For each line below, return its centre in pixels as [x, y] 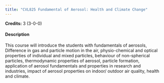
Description [17, 34]
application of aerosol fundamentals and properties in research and [73, 66]
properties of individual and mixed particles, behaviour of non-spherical [78, 55]
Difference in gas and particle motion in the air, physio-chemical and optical [82, 50]
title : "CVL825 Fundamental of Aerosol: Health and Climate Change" [76, 9]
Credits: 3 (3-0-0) [24, 23]
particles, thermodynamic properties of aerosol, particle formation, [72, 61]
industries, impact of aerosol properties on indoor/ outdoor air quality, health [82, 71]
